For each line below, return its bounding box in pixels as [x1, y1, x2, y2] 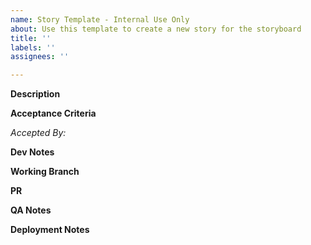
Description [10, 88, 61, 100]
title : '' [10, 33, 52, 43]
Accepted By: [10, 127, 67, 139]
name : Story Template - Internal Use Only [10, 14, 190, 25]
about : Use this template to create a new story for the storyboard [10, 24, 302, 34]
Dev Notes [10, 146, 55, 158]
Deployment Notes [10, 224, 90, 236]
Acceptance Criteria [10, 107, 97, 120]
